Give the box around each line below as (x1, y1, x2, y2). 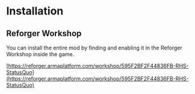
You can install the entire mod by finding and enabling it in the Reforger (6, 44, 182, 51)
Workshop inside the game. (6, 51, 75, 58)
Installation (6, 4, 64, 18)
